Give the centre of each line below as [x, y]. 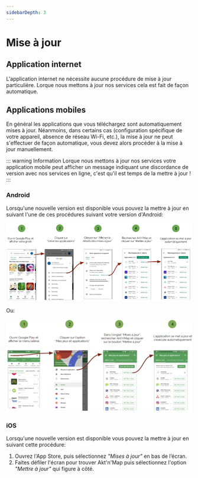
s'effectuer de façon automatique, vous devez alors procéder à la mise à [95, 143]
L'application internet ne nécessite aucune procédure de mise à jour [89, 79]
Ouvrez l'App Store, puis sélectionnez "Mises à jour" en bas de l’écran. [101, 456]
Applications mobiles [46, 110]
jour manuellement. [30, 149]
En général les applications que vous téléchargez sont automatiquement [94, 124]
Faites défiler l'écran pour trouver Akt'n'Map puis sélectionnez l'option [100, 463]
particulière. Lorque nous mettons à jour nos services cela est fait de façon [98, 85]
